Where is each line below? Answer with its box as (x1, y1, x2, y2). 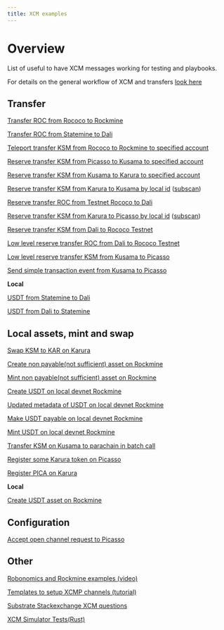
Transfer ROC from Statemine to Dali (7, 130, 113, 139)
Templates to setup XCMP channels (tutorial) (7, 588, 137, 596)
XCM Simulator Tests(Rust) (7, 615, 86, 623)
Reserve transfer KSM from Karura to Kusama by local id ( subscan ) (7, 184, 202, 193)
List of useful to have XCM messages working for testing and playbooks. (7, 64, 218, 72)
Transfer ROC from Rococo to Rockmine (7, 117, 124, 125)
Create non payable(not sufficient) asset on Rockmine (7, 360, 164, 368)
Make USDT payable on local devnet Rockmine (7, 414, 143, 423)
